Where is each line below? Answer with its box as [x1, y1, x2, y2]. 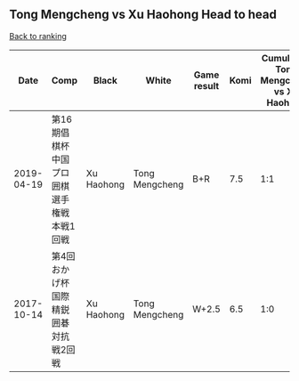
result [193, 79, 220, 92]
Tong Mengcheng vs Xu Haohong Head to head [9, 7, 278, 22]
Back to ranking [9, 30, 67, 41]
